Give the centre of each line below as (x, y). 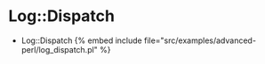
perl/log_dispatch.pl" (60, 49)
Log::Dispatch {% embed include (82, 40)
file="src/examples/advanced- (201, 40)
